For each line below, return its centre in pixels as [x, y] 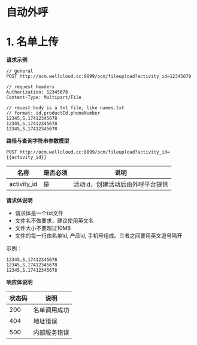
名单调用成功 [51, 310]
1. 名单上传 [32, 42]
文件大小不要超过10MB [43, 228]
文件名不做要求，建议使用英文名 [54, 221]
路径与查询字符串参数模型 [38, 141]
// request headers [31, 87]
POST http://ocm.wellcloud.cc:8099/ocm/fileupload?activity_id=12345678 [99, 76]
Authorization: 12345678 [37, 92]
